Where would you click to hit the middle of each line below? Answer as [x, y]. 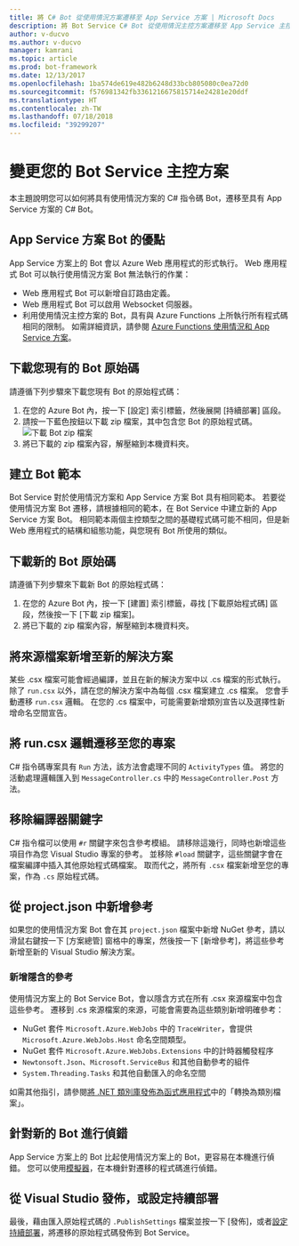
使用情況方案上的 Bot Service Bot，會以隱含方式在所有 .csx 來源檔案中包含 [146, 998]
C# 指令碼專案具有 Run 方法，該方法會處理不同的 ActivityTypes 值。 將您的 [147, 767]
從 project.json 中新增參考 [81, 907]
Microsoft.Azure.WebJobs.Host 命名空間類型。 [106, 1039]
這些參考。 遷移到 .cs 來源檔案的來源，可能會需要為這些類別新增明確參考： [147, 1009]
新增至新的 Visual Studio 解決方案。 [74, 952]
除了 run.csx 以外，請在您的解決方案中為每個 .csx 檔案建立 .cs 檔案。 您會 [145, 691]
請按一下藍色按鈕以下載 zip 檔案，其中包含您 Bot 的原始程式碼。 [140, 421]
